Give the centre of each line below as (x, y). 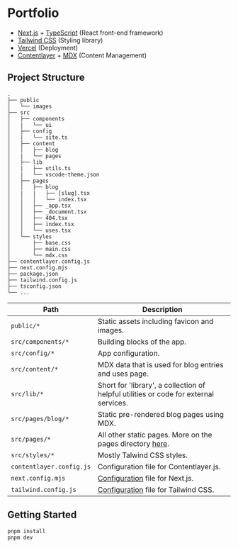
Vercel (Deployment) (48, 47)
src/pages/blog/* (40, 419)
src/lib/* (27, 394)
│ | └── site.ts (38, 137)
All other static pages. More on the (155, 435)
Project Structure (46, 78)
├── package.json (33, 274)
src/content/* (35, 369)
